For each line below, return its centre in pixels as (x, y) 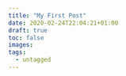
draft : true (28, 30)
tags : (17, 52)
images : (21, 45)
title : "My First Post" (48, 15)
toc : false (26, 38)
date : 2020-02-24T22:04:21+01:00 (63, 23)
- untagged (33, 60)
